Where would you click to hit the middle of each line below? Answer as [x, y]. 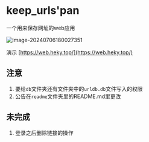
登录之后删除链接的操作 [44, 132]
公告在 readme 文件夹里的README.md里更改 [68, 96]
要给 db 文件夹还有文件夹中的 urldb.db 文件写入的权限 [79, 88]
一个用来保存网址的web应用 [41, 28]
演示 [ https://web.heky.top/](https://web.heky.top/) [70, 52]
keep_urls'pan [43, 11]
